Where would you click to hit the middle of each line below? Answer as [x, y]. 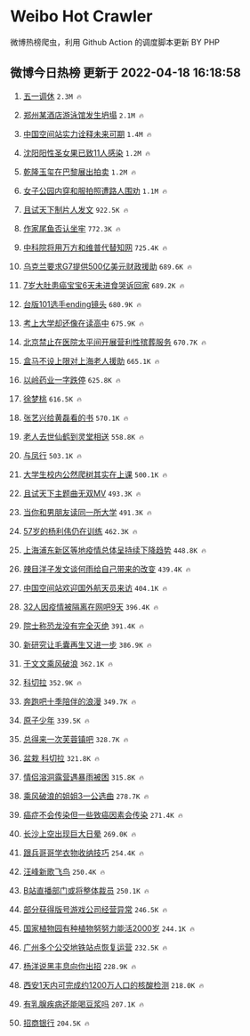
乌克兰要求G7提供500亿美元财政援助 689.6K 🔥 [107, 266]
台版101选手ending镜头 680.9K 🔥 [82, 304]
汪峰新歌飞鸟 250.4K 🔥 [64, 871]
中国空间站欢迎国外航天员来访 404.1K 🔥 [95, 587]
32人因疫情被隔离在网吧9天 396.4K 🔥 [91, 606]
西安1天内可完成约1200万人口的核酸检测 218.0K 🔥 [113, 984]
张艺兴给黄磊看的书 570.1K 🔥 [76, 417]
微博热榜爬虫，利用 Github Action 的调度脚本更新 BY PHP [115, 42]
